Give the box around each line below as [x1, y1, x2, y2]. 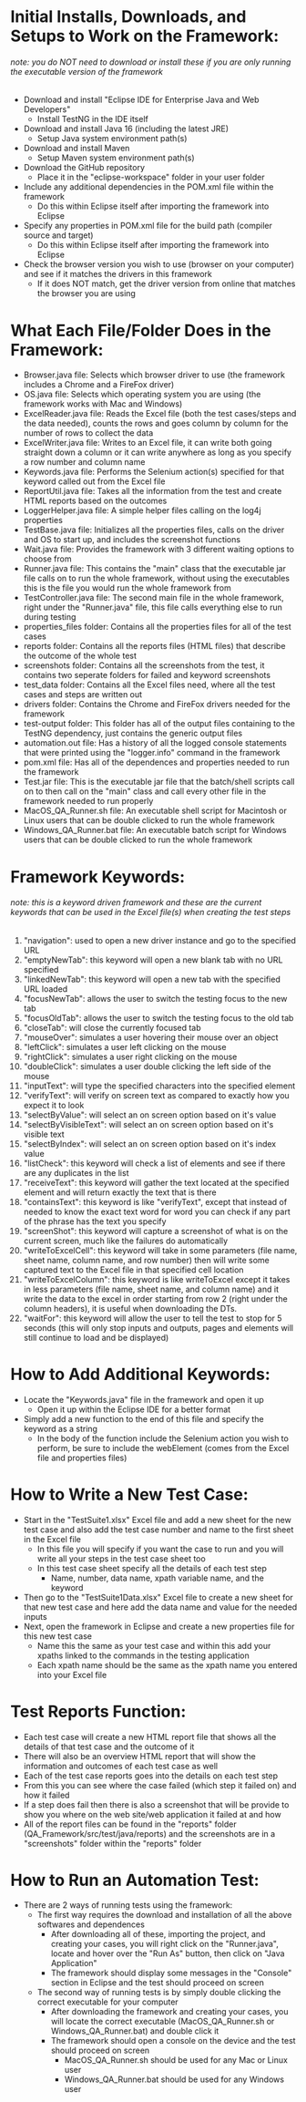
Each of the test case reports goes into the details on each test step [23, 1770, 279, 1781]
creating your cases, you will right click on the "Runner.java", [50, 1939, 279, 1950]
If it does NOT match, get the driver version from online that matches [36, 278, 296, 289]
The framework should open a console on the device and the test [50, 2035, 296, 2046]
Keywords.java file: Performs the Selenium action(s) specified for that [23, 467, 285, 478]
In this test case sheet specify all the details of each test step [36, 1562, 268, 1573]
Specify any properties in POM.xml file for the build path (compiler [23, 221, 272, 232]
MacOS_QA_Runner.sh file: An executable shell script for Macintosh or [23, 805, 288, 817]
